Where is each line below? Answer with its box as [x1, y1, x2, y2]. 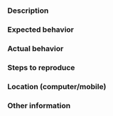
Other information [7, 100, 71, 110]
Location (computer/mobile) [7, 81, 107, 91]
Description [7, 6, 49, 16]
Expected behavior [7, 24, 75, 34]
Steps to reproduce [7, 62, 75, 72]
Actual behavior [7, 43, 64, 53]
